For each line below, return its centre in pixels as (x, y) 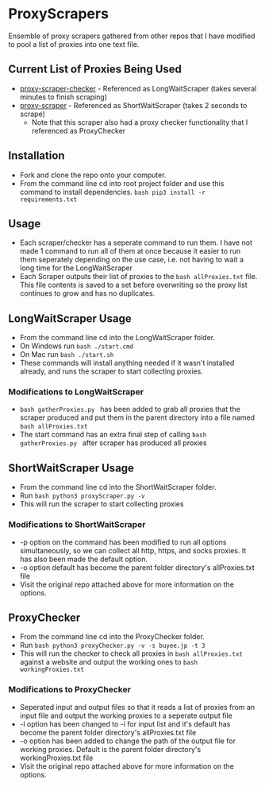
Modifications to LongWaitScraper (76, 392)
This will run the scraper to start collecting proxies (102, 504)
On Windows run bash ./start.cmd (76, 346)
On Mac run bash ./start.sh (67, 355)
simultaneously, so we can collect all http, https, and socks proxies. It (133, 550)
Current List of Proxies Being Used (95, 70)
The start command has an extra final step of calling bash (113, 435)
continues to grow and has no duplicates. (87, 293)
